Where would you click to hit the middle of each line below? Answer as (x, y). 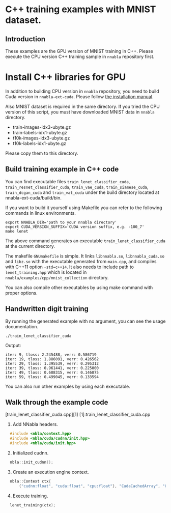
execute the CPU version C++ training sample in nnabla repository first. (80, 56)
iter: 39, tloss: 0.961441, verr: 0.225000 (52, 368)
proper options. (21, 293)
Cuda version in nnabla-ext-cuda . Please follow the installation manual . (79, 96)
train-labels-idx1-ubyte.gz (40, 132)
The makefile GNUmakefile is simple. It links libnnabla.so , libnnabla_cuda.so (85, 256)
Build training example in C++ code (62, 169)
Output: (13, 345)
